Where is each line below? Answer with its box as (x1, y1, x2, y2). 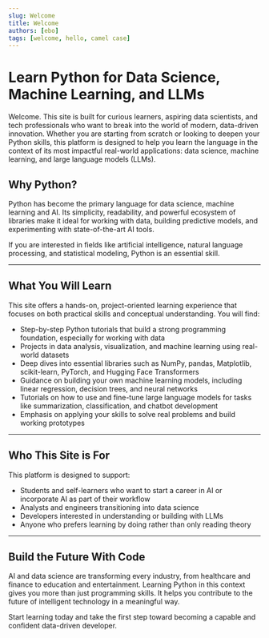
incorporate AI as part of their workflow (19, 494, 151, 504)
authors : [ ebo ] (8, 26, 59, 34)
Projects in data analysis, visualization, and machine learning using (19, 341, 241, 351)
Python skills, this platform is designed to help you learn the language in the (8, 138, 259, 147)
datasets (40, 350, 70, 359)
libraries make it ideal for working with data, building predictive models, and (8, 216, 259, 225)
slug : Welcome (8, 11, 56, 20)
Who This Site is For (8, 449, 110, 463)
